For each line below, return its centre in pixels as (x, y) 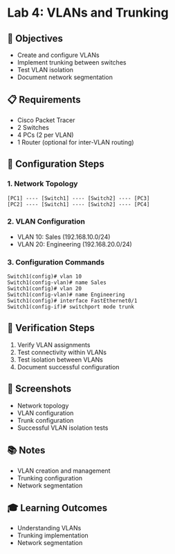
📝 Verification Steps (51, 328)
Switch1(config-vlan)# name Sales (57, 283)
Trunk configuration (45, 420)
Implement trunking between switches (72, 62)
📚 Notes (26, 450)
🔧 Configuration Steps (56, 164)
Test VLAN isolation (45, 70)
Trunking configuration (50, 478)
